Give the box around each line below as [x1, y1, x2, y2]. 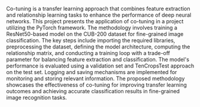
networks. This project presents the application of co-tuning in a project [6, 18, 184, 25]
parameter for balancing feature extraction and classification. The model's [6, 56, 190, 63]
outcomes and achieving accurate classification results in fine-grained [6, 88, 180, 94]
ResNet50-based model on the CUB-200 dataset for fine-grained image [6, 30, 184, 38]
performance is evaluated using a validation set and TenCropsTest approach [6, 62, 195, 69]
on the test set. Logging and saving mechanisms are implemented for [6, 69, 177, 75]
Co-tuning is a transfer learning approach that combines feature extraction [6, 5, 190, 12]
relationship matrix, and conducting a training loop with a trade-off [6, 50, 171, 56]
